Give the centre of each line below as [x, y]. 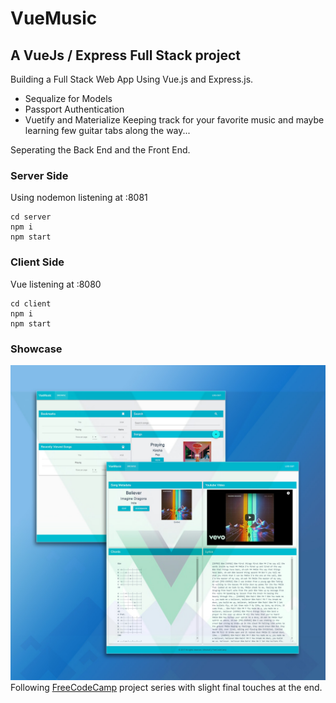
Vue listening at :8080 [56, 284]
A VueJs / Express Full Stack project [125, 55]
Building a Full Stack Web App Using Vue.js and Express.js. [132, 79]
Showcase [36, 349]
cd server [31, 217]
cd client [31, 303]
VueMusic [54, 18]
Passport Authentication [74, 109]
